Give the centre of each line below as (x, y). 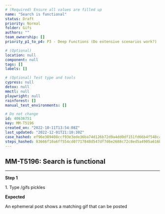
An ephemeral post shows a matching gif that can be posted (66, 207)
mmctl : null (17, 92)
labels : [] (16, 69)
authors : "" (17, 32)
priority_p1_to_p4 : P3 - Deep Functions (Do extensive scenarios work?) (81, 42)
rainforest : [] (21, 101)
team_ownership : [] (25, 37)
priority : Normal (23, 23)
